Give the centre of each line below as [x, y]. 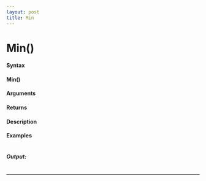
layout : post [23, 12]
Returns [17, 107]
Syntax [16, 66]
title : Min [20, 18]
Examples [19, 136]
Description [22, 121]
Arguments [21, 93]
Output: [17, 156]
